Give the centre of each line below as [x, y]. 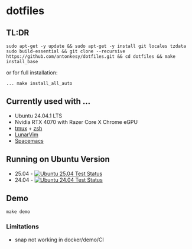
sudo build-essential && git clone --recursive [66, 51]
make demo [18, 212]
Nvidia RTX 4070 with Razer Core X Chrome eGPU [76, 122]
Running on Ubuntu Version [58, 160]
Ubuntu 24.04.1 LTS [38, 116]
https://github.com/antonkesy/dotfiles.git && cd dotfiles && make [91, 57]
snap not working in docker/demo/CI [59, 240]
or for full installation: [32, 73]
